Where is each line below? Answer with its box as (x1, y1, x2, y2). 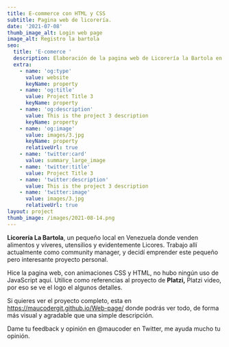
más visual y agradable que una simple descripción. (7, 311, 154, 320)
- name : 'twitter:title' (19, 163, 91, 170)
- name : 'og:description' (19, 106, 94, 113)
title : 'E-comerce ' (13, 49, 72, 56)
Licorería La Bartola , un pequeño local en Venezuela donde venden (7, 233, 199, 241)
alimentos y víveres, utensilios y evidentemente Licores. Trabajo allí (7, 240, 197, 249)
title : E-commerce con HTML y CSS (7, 10, 106, 17)
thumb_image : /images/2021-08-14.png (7, 214, 115, 221)
